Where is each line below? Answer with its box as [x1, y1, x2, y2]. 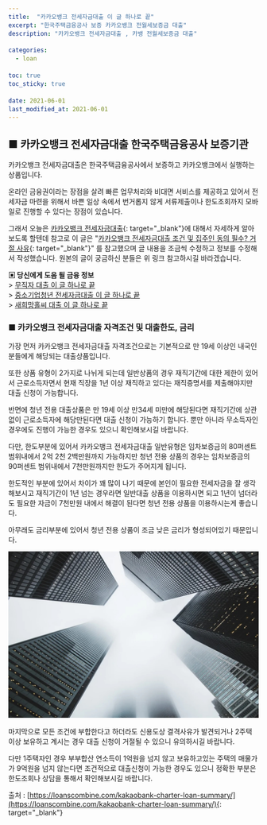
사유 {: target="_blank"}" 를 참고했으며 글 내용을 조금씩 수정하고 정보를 [16, 243, 236, 254]
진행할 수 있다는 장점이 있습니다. [22, 207, 123, 216]
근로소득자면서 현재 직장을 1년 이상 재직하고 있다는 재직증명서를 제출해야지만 [16, 378, 253, 388]
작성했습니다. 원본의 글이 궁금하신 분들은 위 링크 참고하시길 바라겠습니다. [16, 254, 242, 263]
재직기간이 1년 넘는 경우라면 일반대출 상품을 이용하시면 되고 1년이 [35, 489, 237, 498]
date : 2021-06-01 [8, 96, 66, 105]
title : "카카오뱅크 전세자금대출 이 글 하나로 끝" [8, 13, 155, 21]
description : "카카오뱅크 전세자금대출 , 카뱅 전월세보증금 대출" [8, 29, 198, 37]
